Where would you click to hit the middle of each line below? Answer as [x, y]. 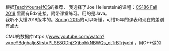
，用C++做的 [147, 43]
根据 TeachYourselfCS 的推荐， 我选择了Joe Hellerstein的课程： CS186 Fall [81, 7]
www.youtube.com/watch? [76, 37]
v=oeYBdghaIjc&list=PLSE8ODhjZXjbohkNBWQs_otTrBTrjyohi [69, 43]
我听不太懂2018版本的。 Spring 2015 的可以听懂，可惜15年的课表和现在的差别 [85, 20]
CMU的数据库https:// [27, 37]
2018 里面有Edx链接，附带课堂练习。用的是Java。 [57, 13]
